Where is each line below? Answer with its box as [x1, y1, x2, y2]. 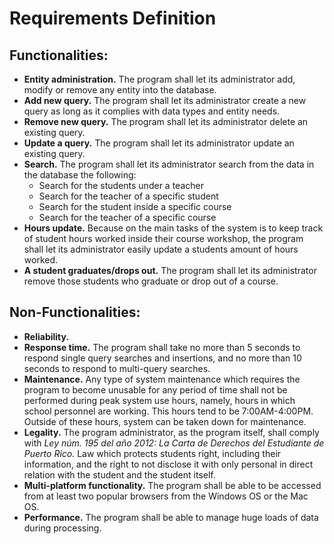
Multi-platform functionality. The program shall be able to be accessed [23, 479, 322, 491]
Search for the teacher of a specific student [38, 190, 219, 202]
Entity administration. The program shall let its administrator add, [23, 73, 296, 85]
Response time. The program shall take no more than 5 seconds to [23, 341, 301, 353]
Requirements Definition [9, 7, 217, 30]
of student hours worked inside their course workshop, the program [23, 233, 304, 244]
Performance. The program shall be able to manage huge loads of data [23, 511, 319, 523]
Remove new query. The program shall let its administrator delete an [23, 116, 309, 127]
